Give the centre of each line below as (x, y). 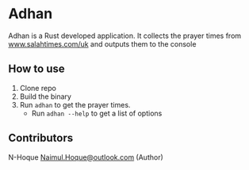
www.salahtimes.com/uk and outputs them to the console (102, 43)
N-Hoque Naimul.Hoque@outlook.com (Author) (86, 157)
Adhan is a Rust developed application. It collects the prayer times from (125, 36)
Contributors (41, 138)
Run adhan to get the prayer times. (75, 104)
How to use (36, 69)
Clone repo (38, 88)
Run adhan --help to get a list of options (97, 113)
